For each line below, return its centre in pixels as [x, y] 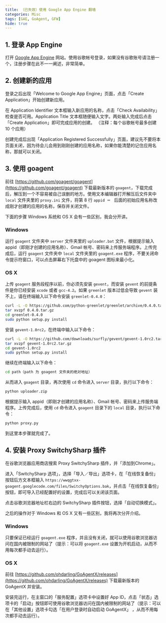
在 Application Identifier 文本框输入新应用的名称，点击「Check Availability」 [82, 110]
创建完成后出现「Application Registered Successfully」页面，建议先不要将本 [83, 139]
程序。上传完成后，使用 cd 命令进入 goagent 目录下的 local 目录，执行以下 [81, 408]
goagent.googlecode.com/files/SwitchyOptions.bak [57, 486]
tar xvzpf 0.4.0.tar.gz [30, 311]
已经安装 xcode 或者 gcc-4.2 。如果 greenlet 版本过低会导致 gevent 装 [88, 290]
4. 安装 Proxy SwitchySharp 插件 [56, 450]
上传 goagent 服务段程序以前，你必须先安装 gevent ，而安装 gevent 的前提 [79, 284]
